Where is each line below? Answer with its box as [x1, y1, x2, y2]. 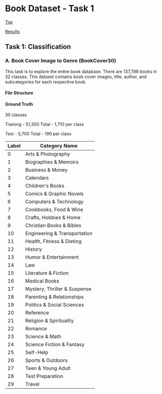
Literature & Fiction [25, 270, 69, 276]
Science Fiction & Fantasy [25, 341, 84, 348]
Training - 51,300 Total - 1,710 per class [5, 122, 84, 127]
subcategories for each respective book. [5, 79, 87, 84]
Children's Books [25, 183, 64, 189]
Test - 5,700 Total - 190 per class [5, 131, 72, 137]
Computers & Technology [25, 198, 84, 205]
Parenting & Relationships [25, 293, 84, 300]
